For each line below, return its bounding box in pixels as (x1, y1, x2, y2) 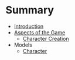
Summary (5, 3, 54, 17)
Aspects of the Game (13, 29, 66, 36)
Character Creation (22, 35, 69, 42)
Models (13, 41, 33, 48)
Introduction (13, 23, 44, 30)
